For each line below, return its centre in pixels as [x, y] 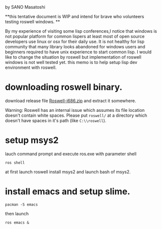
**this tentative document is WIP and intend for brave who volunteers [75, 16]
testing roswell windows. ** [33, 22]
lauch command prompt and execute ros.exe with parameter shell [71, 154]
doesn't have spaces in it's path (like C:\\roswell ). [56, 120]
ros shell [15, 163]
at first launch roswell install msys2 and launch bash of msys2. [68, 172]
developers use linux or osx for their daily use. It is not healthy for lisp [75, 42]
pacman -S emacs [21, 205]
